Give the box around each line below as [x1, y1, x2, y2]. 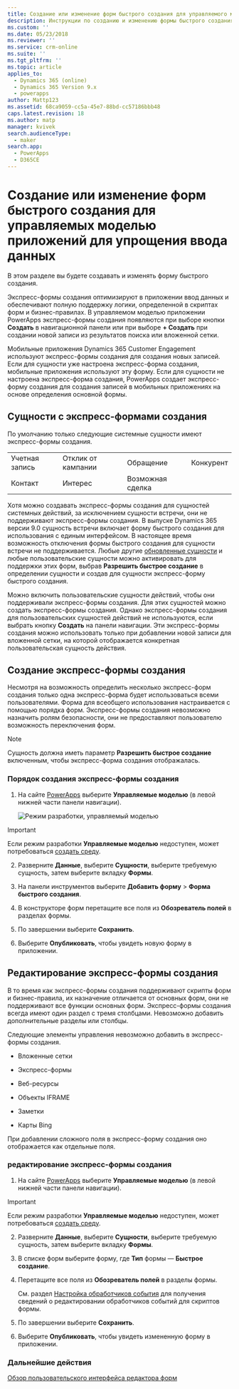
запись [11, 462, 36, 472]
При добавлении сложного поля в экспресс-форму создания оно [7, 1134, 208, 1143]
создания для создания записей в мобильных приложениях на [28, 382, 221, 391]
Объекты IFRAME [17, 1093, 70, 1101]
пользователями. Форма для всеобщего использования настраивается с [7, 698, 230, 707]
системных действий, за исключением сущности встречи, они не [7, 508, 208, 517]
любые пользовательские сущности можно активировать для [7, 554, 197, 562]
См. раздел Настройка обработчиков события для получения [17, 1289, 206, 1298]
